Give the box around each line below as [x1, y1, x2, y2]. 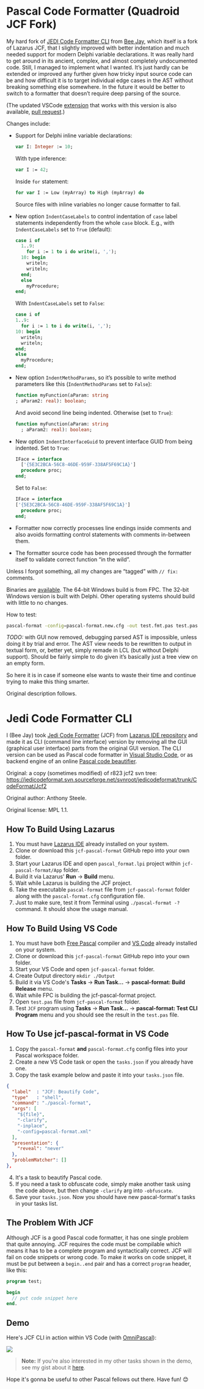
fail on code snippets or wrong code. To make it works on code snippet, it [6, 1253, 192, 1260]
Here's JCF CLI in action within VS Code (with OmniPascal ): [6, 1334, 157, 1341]
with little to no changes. [6, 599, 68, 606]
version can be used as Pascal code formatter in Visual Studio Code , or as [6, 751, 194, 759]
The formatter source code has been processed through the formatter [15, 549, 192, 556]
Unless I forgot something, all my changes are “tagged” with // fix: [6, 567, 179, 575]
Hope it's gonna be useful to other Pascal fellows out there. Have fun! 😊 [6, 1376, 189, 1383]
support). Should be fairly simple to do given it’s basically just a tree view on [6, 653, 198, 660]
